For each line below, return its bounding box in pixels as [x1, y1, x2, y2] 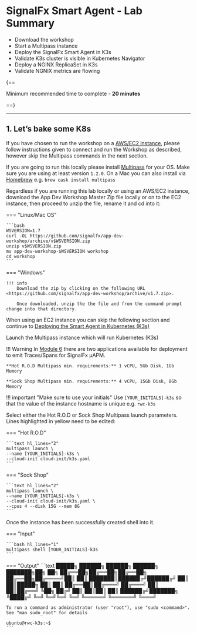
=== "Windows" [6, 269, 45, 276]
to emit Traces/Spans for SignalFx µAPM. [6, 351, 106, 359]
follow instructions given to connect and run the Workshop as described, [6, 146, 182, 153]
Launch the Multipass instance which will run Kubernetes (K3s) [6, 334, 159, 341]
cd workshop [6, 253, 35, 259]
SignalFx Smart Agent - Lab [6, 4, 142, 18]
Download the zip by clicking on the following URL [16, 285, 145, 292]
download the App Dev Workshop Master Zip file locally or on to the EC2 [6, 193, 182, 200]
